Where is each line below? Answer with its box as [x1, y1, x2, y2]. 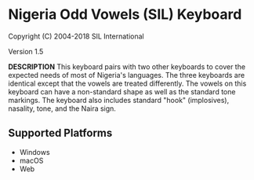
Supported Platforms [8, 127, 113, 140]
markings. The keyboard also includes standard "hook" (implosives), [8, 95, 230, 105]
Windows [19, 147, 50, 156]
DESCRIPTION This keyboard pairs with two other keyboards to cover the [8, 61, 245, 72]
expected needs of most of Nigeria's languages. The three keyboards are [8, 70, 245, 79]
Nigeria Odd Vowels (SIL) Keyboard [8, 6, 242, 24]
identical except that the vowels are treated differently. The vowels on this [8, 79, 247, 88]
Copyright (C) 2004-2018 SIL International [8, 31, 144, 41]
